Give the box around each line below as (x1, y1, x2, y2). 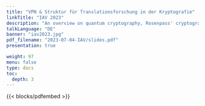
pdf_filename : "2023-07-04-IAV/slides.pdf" (6, 37, 119, 43)
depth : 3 (12, 76, 34, 82)
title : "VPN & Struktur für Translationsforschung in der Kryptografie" (6, 8, 195, 15)
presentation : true (6, 43, 56, 49)
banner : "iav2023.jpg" (6, 31, 64, 38)
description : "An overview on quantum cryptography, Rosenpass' (6, 20, 173, 26)
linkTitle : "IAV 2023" (6, 15, 64, 21)
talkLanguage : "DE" (6, 25, 56, 32)
